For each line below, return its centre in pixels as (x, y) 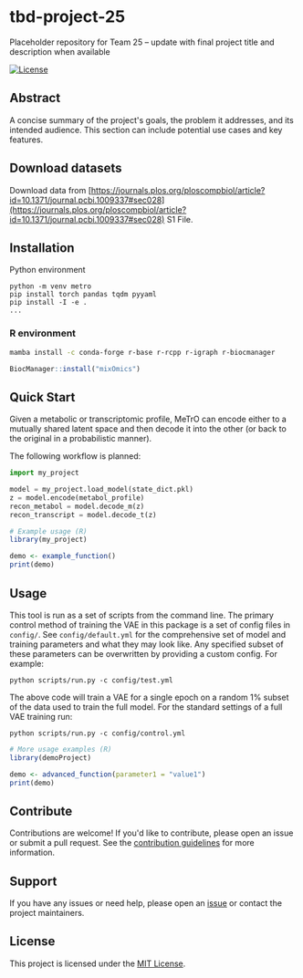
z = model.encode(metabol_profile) (77, 498)
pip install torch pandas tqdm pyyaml (83, 295)
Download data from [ (51, 190)
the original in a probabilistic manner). (81, 439)
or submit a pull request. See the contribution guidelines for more (132, 843)
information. (32, 853)
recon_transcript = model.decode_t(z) (83, 515)
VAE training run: (41, 716)
